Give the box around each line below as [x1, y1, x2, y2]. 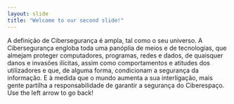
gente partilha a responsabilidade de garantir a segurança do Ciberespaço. [7, 81, 225, 89]
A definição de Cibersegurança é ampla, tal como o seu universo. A [7, 36, 203, 44]
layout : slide [7, 10, 49, 18]
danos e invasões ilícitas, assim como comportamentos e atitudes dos [7, 58, 211, 67]
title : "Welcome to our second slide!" [7, 17, 124, 24]
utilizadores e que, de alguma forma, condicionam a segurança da [7, 66, 199, 74]
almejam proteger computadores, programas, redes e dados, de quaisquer [7, 51, 223, 60]
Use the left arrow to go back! [7, 89, 93, 97]
